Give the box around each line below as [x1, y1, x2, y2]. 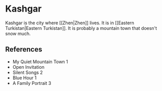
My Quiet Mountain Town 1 [12, 59, 68, 65]
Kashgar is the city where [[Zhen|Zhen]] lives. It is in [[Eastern [5, 20, 135, 26]
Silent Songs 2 [12, 69, 43, 75]
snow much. [5, 30, 31, 36]
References [5, 45, 42, 54]
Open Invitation [12, 64, 44, 70]
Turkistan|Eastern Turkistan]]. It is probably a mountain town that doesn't [5, 25, 157, 31]
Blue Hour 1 [12, 74, 37, 81]
